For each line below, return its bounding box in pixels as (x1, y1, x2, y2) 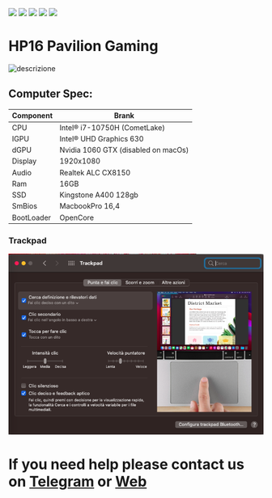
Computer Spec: (8, 87, 93, 101)
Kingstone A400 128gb (59, 190, 139, 200)
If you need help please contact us (8, 455, 244, 474)
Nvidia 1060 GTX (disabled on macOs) (59, 146, 189, 154)
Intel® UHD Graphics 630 (59, 133, 144, 143)
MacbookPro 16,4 (59, 201, 120, 211)
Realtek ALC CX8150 (59, 167, 131, 177)
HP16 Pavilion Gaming (8, 37, 159, 56)
